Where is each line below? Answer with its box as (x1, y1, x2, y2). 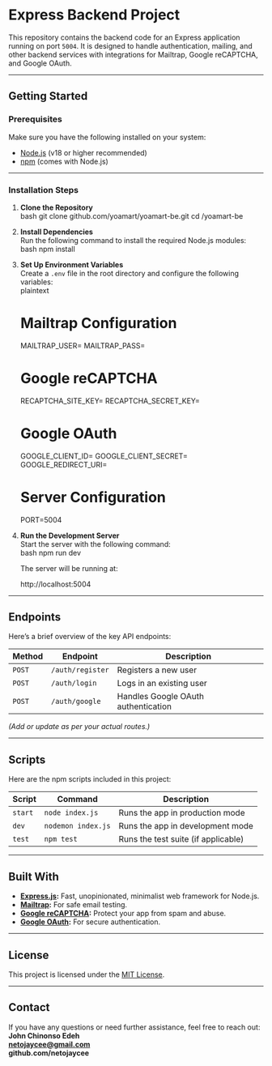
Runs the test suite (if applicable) (118, 834, 244, 845)
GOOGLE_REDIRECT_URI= (19, 459, 108, 469)
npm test (44, 834, 79, 844)
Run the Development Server (19, 531, 120, 540)
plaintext (19, 285, 50, 295)
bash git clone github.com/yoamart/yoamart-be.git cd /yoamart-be (19, 211, 244, 220)
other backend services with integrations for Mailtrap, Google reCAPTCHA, (8, 49, 259, 59)
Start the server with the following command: (19, 539, 172, 548)
